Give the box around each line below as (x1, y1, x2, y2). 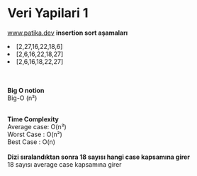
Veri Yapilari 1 (7, 5, 89, 21)
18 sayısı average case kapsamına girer (7, 160, 122, 168)
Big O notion (7, 86, 45, 94)
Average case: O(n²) (7, 122, 67, 131)
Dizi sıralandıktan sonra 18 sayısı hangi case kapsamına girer (7, 153, 190, 161)
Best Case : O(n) (7, 137, 55, 146)
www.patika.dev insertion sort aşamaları (7, 28, 128, 37)
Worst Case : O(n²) (7, 130, 62, 138)
